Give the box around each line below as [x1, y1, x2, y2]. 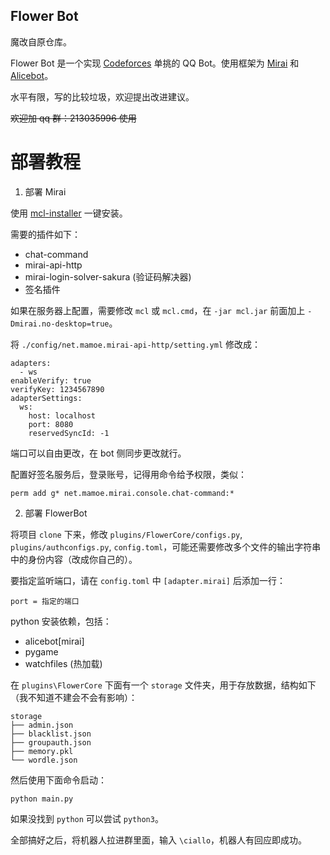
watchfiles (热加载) [24, 657, 103, 669]
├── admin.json [10, 720, 74, 730]
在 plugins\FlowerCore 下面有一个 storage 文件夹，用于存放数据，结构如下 [10, 679, 317, 691]
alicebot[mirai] [24, 635, 85, 647]
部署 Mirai [24, 185, 67, 198]
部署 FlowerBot [24, 507, 88, 519]
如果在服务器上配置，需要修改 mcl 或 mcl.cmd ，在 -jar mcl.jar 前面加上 [10, 304, 306, 316]
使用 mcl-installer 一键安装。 [10, 207, 128, 219]
